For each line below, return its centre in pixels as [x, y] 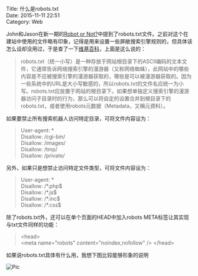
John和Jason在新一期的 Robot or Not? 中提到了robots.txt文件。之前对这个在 [98, 34]
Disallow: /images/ [43, 143]
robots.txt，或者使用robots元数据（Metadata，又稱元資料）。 [94, 106]
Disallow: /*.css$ [41, 205]
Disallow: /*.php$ [41, 186]
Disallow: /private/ [43, 156]
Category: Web [25, 22]
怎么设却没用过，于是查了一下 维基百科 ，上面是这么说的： [76, 49]
